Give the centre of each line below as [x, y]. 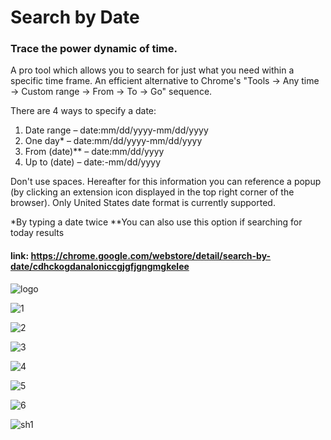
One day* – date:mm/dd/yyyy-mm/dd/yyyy [113, 141]
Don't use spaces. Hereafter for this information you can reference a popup [166, 182]
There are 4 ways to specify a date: [83, 111]
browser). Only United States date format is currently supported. [143, 203]
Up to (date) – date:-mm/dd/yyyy [93, 162]
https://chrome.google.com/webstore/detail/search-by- [151, 256]
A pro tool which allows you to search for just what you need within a [152, 70]
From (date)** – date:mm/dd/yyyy [94, 152]
